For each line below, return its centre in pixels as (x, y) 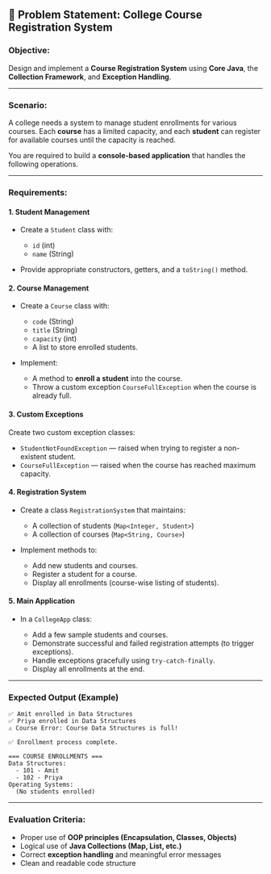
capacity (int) (54, 339)
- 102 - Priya (39, 778)
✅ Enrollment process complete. (63, 742)
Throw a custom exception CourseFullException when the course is (144, 387)
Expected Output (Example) (64, 697)
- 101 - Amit (38, 771)
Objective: (29, 51)
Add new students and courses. (85, 565)
